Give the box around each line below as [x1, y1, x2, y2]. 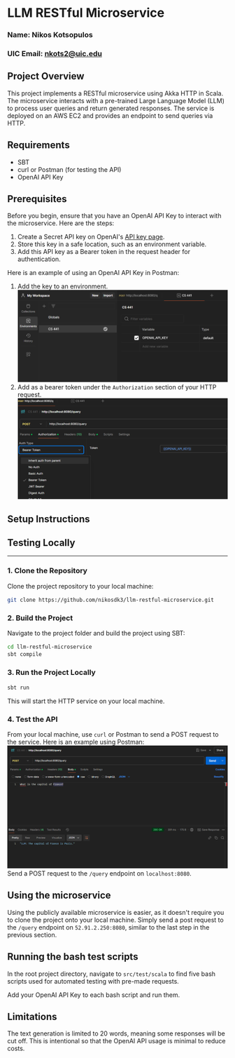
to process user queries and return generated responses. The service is [7, 104, 215, 112]
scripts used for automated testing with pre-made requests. [7, 977, 180, 985]
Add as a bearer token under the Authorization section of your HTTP [17, 382, 217, 391]
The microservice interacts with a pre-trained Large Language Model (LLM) [7, 96, 225, 105]
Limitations [7, 1010, 57, 1022]
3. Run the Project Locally [7, 667, 96, 677]
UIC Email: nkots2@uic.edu [7, 49, 103, 59]
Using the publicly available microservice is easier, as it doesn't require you [7, 908, 225, 916]
